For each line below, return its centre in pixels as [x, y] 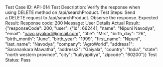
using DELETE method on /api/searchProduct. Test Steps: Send [70, 12]
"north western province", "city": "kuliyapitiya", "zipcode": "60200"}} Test [81, 55]
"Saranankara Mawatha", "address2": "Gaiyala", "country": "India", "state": [82, 49]
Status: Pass [18, 60]
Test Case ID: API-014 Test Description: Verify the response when [73, 7]
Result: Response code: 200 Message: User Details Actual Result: [73, 23]
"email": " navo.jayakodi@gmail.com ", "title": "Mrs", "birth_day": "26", [76, 33]
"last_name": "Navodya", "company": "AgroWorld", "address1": [70, 44]
